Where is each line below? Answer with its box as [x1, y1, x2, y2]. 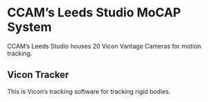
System [7, 19, 52, 35]
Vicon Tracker [7, 69, 70, 81]
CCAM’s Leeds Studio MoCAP [7, 5, 181, 21]
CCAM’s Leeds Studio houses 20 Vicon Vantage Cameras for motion [7, 42, 202, 50]
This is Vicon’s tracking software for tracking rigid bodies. [7, 87, 171, 95]
